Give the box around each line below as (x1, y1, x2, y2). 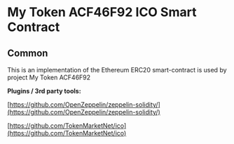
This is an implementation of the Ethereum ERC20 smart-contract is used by (7, 66, 227, 74)
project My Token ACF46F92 (7, 73, 91, 81)
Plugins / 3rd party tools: (7, 87, 82, 95)
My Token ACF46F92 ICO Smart (7, 4, 197, 20)
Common (7, 47, 48, 59)
